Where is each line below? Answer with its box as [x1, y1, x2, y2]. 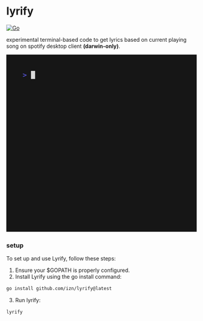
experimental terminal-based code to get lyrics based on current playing [6, 36, 187, 43]
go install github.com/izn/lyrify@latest [6, 286, 112, 292]
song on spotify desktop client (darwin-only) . [6, 42, 121, 50]
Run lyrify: [14, 297, 41, 304]
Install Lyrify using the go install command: [14, 273, 122, 280]
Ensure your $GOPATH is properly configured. [14, 266, 130, 274]
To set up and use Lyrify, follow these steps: [6, 255, 116, 262]
